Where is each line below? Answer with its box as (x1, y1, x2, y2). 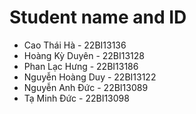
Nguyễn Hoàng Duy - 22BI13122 (23, 71, 157, 83)
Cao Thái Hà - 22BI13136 (23, 39, 127, 51)
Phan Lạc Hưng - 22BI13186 (23, 60, 139, 72)
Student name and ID (9, 6, 187, 29)
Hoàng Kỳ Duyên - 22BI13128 (23, 49, 146, 61)
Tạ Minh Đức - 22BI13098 (23, 92, 130, 104)
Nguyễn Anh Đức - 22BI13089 (23, 81, 149, 93)
